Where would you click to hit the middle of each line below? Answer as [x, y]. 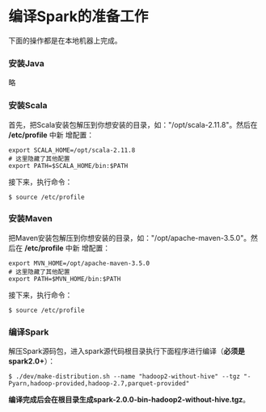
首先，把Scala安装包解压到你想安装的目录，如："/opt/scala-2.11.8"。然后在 [133, 124]
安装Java [26, 63]
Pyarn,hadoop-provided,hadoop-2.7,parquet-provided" [99, 384]
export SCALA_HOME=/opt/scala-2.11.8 [72, 150]
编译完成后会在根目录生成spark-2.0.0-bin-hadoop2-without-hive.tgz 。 [129, 400]
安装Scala [28, 106]
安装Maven [30, 219]
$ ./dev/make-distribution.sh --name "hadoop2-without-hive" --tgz [125, 376]
